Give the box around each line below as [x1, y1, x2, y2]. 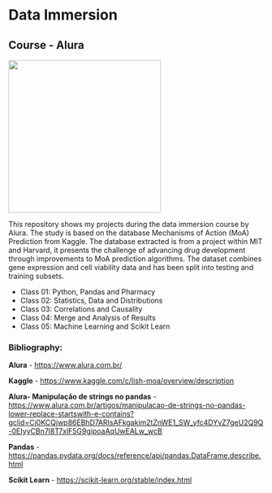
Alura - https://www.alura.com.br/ [8, 360, 123, 370]
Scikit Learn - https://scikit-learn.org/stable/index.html [8, 475, 192, 485]
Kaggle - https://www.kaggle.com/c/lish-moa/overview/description [8, 376, 235, 386]
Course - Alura [8, 38, 84, 52]
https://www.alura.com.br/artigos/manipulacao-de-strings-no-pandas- [8, 400, 246, 410]
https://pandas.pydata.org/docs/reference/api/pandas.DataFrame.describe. [8, 451, 261, 460]
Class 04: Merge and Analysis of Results [19, 313, 156, 322]
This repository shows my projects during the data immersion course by [8, 220, 249, 229]
